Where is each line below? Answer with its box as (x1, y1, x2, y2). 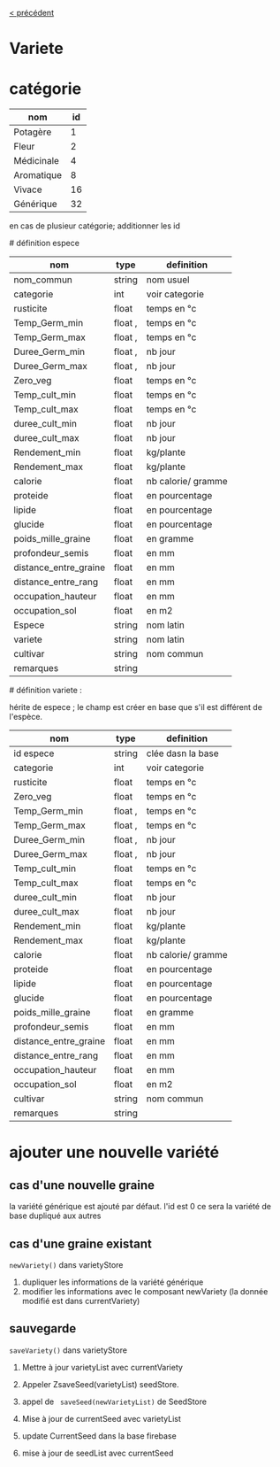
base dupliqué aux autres (9, 1210, 102, 1221)
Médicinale (13, 155, 60, 167)
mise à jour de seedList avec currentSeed (21, 1448, 174, 1458)
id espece (13, 747, 55, 760)
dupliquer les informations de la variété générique (21, 1277, 204, 1287)
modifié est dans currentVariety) (21, 1295, 140, 1306)
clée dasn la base (146, 747, 219, 760)
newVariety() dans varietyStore (9, 1259, 124, 1270)
